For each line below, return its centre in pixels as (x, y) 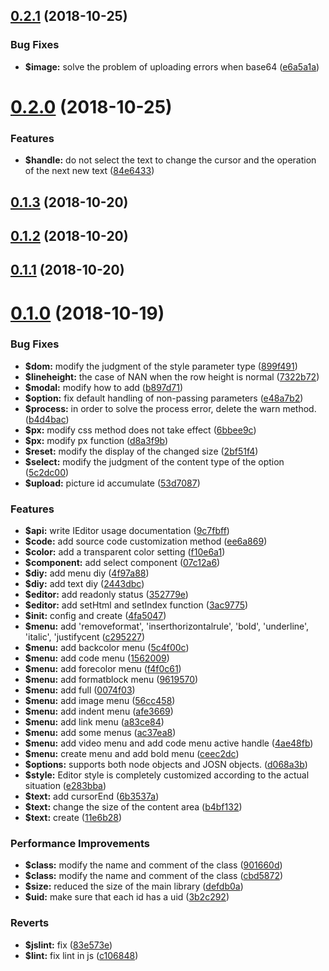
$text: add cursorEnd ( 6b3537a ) (92, 796)
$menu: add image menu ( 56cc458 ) (100, 701)
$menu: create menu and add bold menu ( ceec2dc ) (132, 754)
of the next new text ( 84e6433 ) (89, 171)
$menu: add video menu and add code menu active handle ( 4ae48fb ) (169, 743)
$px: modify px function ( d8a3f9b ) (96, 440)
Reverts (30, 923)
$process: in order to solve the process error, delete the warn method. (170, 408)
